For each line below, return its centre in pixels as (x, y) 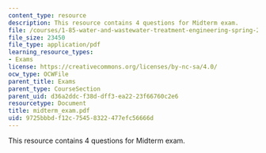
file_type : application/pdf (55, 45)
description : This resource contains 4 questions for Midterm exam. (123, 23)
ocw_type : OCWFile (38, 74)
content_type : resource (47, 15)
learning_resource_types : (51, 52)
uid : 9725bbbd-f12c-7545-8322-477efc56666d (81, 118)
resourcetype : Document (47, 103)
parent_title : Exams (42, 81)
